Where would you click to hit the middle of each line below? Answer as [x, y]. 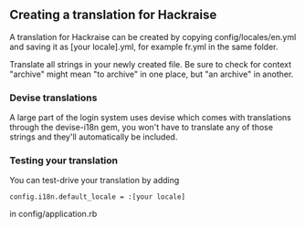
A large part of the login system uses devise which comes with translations [151, 118]
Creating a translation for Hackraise [113, 15]
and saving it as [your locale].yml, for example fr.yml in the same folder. [144, 47]
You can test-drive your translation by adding [95, 181]
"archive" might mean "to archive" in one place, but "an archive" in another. [152, 74]
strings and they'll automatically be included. [94, 137]
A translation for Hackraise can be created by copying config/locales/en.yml [153, 36]
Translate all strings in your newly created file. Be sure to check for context [151, 64]
